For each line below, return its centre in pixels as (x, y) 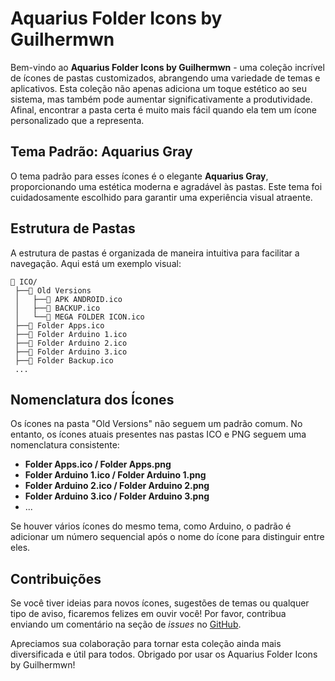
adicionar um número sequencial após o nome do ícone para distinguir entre (167, 537)
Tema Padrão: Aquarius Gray (101, 152)
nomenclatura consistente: (65, 445)
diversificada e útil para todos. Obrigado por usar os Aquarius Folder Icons (164, 654)
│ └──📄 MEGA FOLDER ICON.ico (79, 317)
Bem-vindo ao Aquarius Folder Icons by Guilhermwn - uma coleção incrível (167, 67)
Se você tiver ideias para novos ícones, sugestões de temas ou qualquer (160, 603)
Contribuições (56, 578)
